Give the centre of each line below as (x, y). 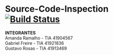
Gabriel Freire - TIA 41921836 (35, 43)
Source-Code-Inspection (57, 9)
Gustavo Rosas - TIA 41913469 (36, 48)
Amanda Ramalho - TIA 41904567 (39, 38)
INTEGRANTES (20, 33)
